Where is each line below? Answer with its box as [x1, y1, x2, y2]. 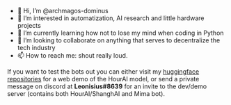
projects [17, 22, 42, 29]
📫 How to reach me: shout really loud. [17, 51, 128, 59]
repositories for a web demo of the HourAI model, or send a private [7, 75, 200, 83]
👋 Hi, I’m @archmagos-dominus [17, 7, 109, 15]
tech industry [17, 44, 56, 51]
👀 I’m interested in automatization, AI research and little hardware [17, 14, 205, 22]
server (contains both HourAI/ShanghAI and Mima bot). [7, 90, 166, 97]
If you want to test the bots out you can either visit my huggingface [7, 67, 200, 76]
